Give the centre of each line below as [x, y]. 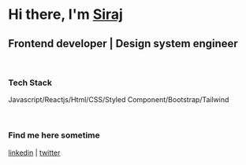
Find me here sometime [54, 135]
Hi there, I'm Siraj [66, 15]
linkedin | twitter [34, 152]
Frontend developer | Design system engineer [123, 44]
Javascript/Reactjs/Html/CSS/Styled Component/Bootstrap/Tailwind [119, 100]
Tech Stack [30, 82]
